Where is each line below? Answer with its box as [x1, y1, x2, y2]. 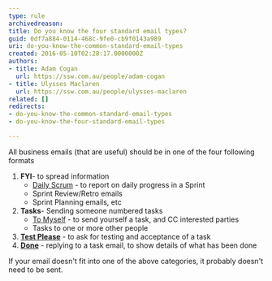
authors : [8, 58, 38, 66]
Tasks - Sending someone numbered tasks [19, 205, 163, 215]
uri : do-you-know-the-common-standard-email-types [8, 42, 183, 50]
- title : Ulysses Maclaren [8, 80, 100, 88]
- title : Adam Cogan [8, 65, 79, 73]
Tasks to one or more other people [32, 223, 149, 232]
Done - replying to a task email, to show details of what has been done [19, 240, 257, 250]
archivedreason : [8, 19, 63, 28]
